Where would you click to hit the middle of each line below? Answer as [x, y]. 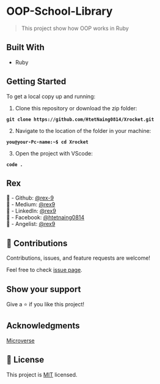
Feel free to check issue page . [44, 270]
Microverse [20, 341]
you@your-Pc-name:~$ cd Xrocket [47, 142]
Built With [25, 47]
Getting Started [36, 82]
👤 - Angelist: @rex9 [31, 224]
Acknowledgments [43, 326]
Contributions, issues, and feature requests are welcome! [78, 258]
